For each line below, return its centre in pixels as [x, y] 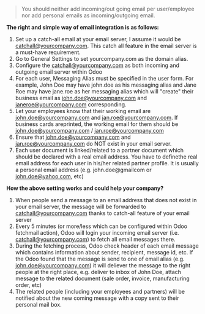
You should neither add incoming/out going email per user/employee [108, 9]
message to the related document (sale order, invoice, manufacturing [102, 278]
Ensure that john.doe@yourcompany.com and [73, 137]
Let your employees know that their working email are [83, 111]
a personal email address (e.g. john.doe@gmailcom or [83, 170]
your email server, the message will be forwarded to [81, 206]
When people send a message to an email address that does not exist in [106, 200]
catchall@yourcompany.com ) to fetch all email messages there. [95, 239]
